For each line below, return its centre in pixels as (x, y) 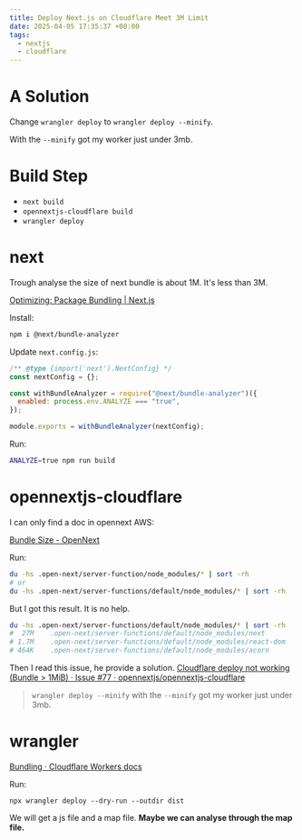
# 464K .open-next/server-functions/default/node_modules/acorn (140, 651)
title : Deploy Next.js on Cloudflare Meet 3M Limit (109, 18)
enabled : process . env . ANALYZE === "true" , (99, 402)
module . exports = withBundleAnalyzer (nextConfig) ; (107, 427)
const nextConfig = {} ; (54, 377)
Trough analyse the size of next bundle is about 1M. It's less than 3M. (139, 282)
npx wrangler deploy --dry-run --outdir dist (97, 801)
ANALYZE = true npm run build (63, 461)
